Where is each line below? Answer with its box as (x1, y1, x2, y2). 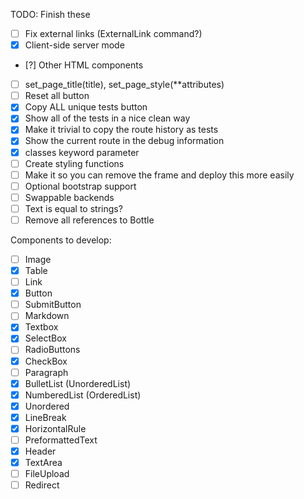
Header (24, 445, 57, 457)
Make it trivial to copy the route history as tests (24, 124, 219, 136)
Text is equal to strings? (24, 202, 123, 214)
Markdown (24, 310, 70, 322)
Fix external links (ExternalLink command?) (24, 28, 203, 39)
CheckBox (24, 355, 68, 367)
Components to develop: (10, 234, 112, 246)
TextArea (24, 457, 63, 469)
